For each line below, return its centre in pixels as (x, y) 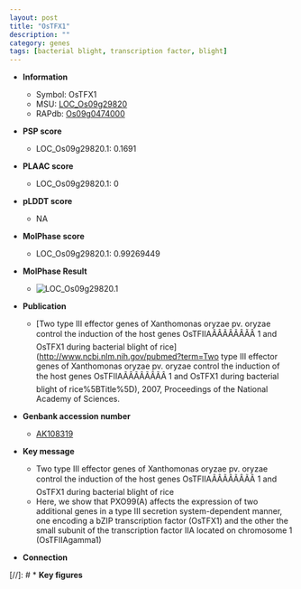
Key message (48, 452)
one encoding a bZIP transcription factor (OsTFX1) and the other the (162, 521)
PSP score (42, 131)
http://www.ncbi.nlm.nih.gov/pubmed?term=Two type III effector (158, 357)
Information (45, 77)
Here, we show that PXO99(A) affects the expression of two (147, 501)
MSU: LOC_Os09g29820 (82, 104)
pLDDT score (47, 201)
